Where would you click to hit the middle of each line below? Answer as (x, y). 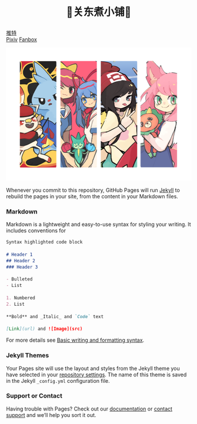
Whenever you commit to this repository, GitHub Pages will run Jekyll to (93, 190)
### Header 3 (22, 267)
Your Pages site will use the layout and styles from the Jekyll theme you (93, 368)
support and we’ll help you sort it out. (51, 415)
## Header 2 (21, 261)
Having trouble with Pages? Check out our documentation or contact (89, 409)
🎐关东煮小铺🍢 (99, 12)
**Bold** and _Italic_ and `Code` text (55, 316)
